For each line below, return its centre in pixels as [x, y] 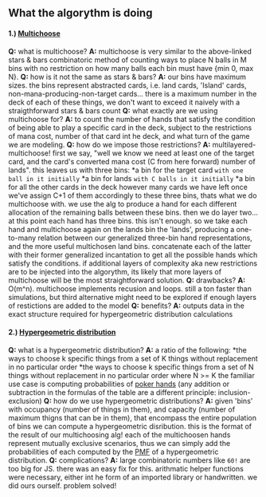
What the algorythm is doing [80, 13]
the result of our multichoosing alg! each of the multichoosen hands [119, 435]
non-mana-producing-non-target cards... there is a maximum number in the [133, 93]
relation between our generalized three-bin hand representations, [145, 238]
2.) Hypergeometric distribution [62, 332]
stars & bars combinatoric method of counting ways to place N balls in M [127, 60]
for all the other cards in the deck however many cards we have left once [128, 187]
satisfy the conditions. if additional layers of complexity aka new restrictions [133, 263]
